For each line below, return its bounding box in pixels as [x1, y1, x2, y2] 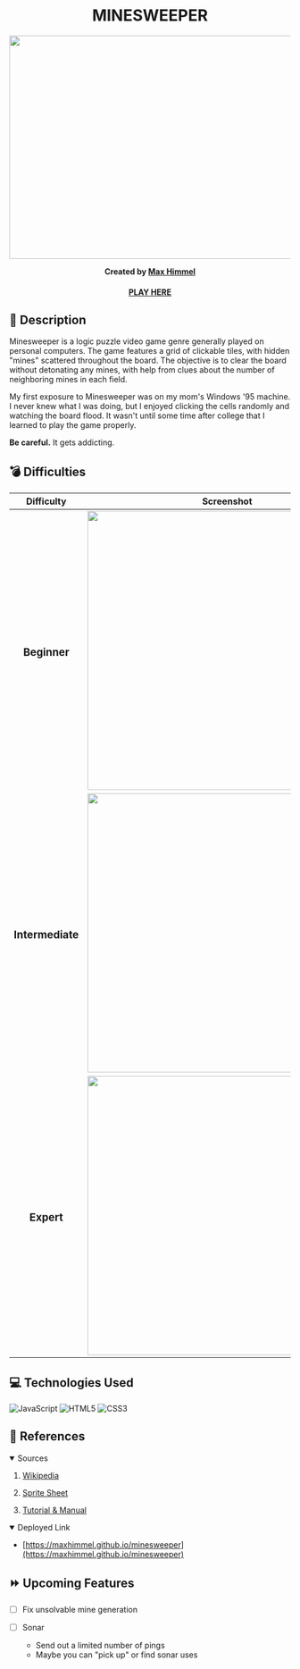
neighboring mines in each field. [9, 374, 128, 385]
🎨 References [9, 1429, 86, 1444]
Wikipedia [21, 1470, 60, 1480]
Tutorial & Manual [21, 1505, 87, 1515]
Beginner [22, 645, 70, 659]
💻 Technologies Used [9, 1375, 134, 1390]
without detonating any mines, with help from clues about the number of [9, 365, 275, 375]
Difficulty [25, 495, 67, 507]
